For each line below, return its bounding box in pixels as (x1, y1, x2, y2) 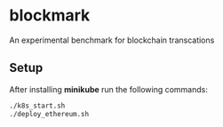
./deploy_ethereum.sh (9, 109, 90, 118)
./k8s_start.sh (9, 101, 66, 110)
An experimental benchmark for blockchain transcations (9, 35, 215, 45)
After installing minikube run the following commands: (9, 83, 209, 94)
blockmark (9, 5, 91, 26)
